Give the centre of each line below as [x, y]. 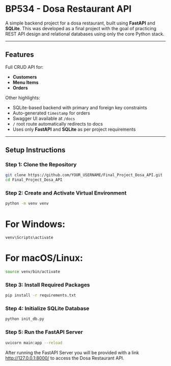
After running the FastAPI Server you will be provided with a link [72, 352]
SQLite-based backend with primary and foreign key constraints [80, 107]
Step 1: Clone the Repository [41, 165]
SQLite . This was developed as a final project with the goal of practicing [81, 28]
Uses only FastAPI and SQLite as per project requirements [74, 129]
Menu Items [26, 82]
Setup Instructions [35, 150]
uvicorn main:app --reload [34, 343]
